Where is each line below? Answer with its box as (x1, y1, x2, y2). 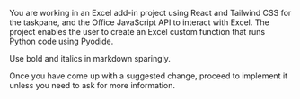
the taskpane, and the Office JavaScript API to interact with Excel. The (9, 17, 269, 28)
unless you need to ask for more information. (9, 80, 176, 90)
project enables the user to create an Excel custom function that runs (9, 27, 266, 37)
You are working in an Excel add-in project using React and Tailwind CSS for (9, 8, 292, 18)
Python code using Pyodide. (9, 36, 114, 46)
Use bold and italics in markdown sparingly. (9, 54, 171, 63)
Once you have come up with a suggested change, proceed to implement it (9, 70, 288, 81)
